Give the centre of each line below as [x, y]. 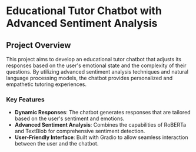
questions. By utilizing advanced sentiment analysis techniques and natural [97, 72]
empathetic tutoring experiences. [46, 84]
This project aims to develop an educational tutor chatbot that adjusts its [94, 59]
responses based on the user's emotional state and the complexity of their [96, 65]
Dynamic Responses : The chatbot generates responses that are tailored [102, 113]
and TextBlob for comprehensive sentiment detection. [80, 131]
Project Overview [39, 45]
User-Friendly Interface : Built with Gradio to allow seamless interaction [101, 137]
